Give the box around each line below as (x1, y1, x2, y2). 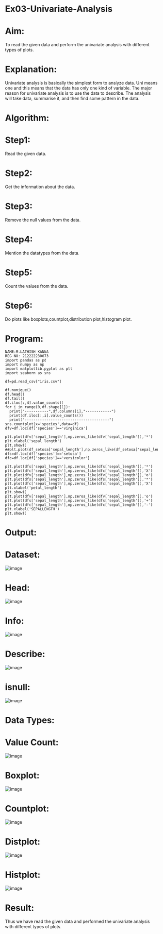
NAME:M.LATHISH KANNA (5, 349, 49, 354)
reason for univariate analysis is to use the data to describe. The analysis (5, 90, 151, 96)
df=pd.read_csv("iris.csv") (5, 379, 62, 384)
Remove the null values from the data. (5, 217, 81, 223)
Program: (5, 333, 44, 345)
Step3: (5, 201, 33, 212)
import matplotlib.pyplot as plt (5, 366, 73, 371)
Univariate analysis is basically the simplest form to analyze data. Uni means (5, 80, 158, 86)
